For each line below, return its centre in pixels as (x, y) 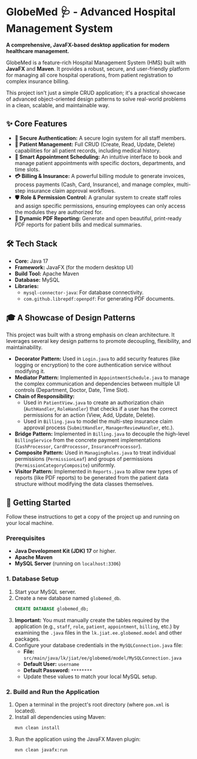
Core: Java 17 (31, 261)
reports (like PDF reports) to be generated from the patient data (91, 478)
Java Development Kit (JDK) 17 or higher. (65, 551)
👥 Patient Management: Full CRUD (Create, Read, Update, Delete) (95, 144)
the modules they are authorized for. (59, 212)
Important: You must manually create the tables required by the (92, 620)
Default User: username (51, 664)
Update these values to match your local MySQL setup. (90, 676)
